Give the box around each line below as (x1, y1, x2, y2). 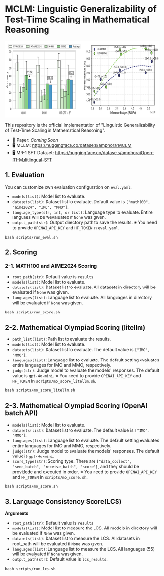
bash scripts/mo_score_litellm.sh (5, 388, 76, 393)
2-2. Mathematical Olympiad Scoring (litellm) (5, 323, 146, 332)
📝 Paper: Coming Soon (12, 137, 58, 143)
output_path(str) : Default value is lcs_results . (12, 556, 108, 562)
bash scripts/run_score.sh (5, 310, 60, 315)
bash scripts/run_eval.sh (5, 235, 58, 240)
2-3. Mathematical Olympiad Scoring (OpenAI (5, 401, 148, 409)
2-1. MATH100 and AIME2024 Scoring (5, 263, 97, 270)
